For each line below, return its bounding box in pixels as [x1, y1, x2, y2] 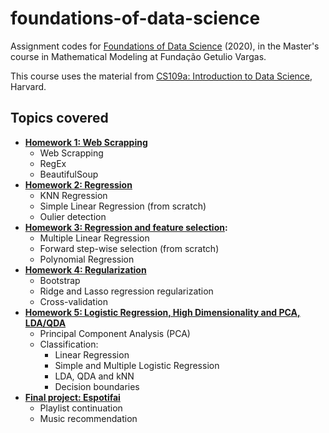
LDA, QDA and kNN [54, 370, 135, 382]
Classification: [39, 338, 99, 350]
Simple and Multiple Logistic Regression [54, 359, 220, 371]
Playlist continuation [39, 402, 123, 414]
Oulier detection [39, 210, 107, 222]
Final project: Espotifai [24, 391, 121, 403]
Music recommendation [39, 412, 138, 424]
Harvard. [10, 80, 47, 92]
